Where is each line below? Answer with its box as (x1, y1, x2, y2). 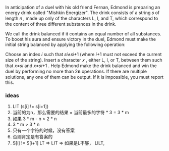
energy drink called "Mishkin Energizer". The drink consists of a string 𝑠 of (5, 10, 160, 16)
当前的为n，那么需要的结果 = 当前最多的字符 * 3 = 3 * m (12, 110, 129, 116)
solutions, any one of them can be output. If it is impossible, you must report (5, 74, 164, 80)
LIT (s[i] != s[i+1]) (12, 104, 49, 110)
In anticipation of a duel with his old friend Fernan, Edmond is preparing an (5, 5, 160, 10)
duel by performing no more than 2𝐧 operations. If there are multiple (5, 68, 147, 74)
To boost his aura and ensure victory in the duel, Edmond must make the (5, 36, 156, 42)
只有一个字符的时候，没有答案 (12, 127, 75, 133)
